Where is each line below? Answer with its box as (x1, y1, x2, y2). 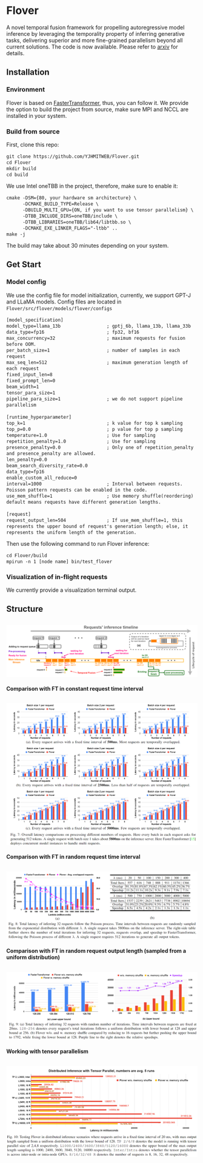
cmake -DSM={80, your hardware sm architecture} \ (6, 195, 137, 201)
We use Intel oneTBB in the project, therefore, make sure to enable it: (6, 182, 178, 189)
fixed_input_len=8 (6, 371, 53, 378)
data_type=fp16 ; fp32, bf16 (6, 329, 139, 335)
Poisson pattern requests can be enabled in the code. (6, 487, 148, 493)
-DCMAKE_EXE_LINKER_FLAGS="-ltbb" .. (22, 225, 118, 231)
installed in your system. (6, 112, 67, 119)
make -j (6, 231, 26, 237)
